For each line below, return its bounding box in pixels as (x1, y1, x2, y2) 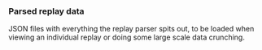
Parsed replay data (8, 6, 85, 17)
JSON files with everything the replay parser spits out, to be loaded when (8, 24, 255, 34)
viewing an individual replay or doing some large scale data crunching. (8, 32, 246, 42)
